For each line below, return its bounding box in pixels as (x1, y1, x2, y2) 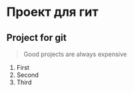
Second (16, 71, 39, 79)
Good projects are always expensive (23, 50, 127, 58)
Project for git (6, 32, 67, 44)
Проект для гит (6, 4, 99, 20)
